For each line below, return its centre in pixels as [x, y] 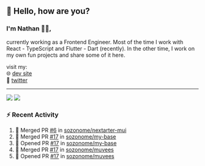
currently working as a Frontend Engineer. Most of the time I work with [95, 42]
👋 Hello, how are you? [48, 11]
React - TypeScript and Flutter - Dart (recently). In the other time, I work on [101, 48]
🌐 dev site [19, 73]
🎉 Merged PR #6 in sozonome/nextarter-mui [71, 130]
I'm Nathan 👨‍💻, [29, 29]
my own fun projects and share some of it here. [66, 55]
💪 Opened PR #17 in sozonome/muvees [65, 156]
